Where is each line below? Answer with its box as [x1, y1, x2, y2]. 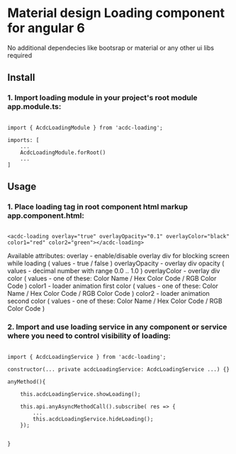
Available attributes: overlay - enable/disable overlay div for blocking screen [7, 252, 230, 260]
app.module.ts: [7, 101, 62, 111]
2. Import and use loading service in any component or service [7, 322, 227, 332]
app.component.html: [7, 211, 85, 221]
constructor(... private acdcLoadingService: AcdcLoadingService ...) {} [7, 365, 230, 373]
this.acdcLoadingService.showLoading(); [20, 390, 141, 398]
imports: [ [7, 136, 40, 143]
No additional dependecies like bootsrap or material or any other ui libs [7, 43, 215, 52]
